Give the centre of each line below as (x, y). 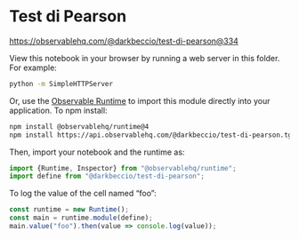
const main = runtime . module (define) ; (81, 218)
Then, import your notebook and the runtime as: (97, 152)
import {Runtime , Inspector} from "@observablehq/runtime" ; (123, 168)
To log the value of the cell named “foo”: (83, 194)
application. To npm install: (59, 110)
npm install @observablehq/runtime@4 (79, 126)
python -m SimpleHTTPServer (61, 84)
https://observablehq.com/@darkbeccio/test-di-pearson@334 (124, 41)
